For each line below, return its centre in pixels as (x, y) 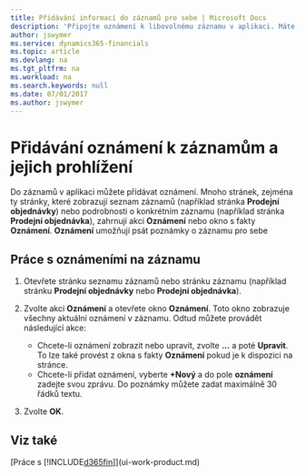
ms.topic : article (45, 52)
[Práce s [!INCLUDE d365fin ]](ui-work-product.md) (105, 461)
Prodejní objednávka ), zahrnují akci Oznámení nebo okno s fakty (133, 221)
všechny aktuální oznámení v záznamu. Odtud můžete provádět (143, 319)
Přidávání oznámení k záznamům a (144, 147)
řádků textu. (59, 394)
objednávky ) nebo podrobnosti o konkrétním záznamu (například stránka (148, 211)
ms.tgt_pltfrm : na (45, 69)
